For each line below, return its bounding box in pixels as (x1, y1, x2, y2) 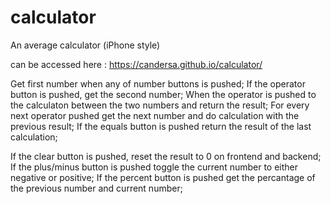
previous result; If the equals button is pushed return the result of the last (10, 120, 312, 132)
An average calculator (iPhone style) (10, 39, 161, 51)
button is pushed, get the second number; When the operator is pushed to (10, 88, 317, 100)
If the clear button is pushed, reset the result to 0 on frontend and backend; (10, 150, 322, 162)
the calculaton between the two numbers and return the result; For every (10, 99, 310, 111)
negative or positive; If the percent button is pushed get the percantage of (10, 171, 316, 183)
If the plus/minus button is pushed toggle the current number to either (10, 161, 299, 173)
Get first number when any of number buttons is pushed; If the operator (10, 77, 306, 90)
